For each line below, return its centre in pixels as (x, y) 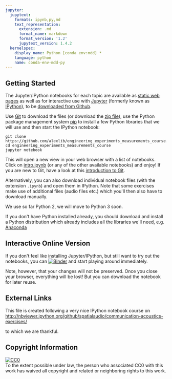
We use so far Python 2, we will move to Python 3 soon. (64, 207)
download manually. (26, 197)
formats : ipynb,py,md (37, 19)
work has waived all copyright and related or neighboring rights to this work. (86, 371)
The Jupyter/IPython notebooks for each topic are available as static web (82, 96)
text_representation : (37, 24)
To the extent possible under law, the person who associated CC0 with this (84, 365)
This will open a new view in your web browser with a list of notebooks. (81, 160)
